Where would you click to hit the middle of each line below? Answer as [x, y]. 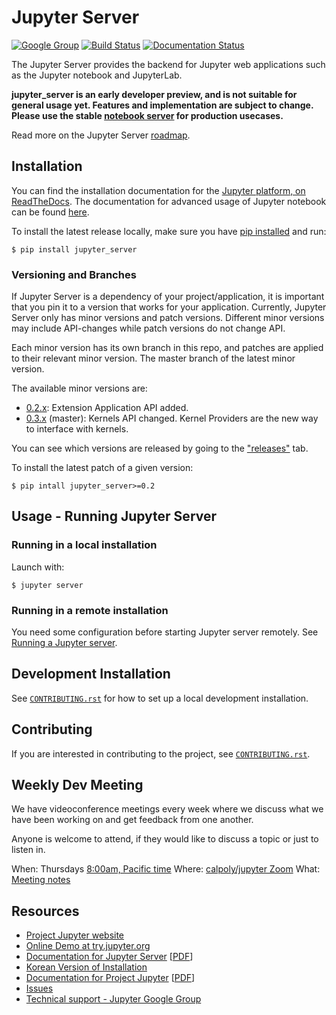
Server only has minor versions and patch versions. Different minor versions [168, 318]
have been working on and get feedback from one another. [132, 820]
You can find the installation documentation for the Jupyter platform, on [158, 190]
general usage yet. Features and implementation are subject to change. [162, 105]
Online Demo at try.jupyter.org [88, 946]
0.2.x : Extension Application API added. [107, 408]
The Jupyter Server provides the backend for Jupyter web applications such [168, 64]
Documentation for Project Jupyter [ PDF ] [110, 978]
